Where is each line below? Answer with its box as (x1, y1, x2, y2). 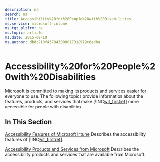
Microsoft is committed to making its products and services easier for (5, 88, 147, 94)
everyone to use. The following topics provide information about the (5, 93, 143, 99)
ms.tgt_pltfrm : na (5, 26, 43, 31)
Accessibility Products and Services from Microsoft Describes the (5, 146, 139, 152)
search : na (5, 12, 28, 17)
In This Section (5, 118, 52, 126)
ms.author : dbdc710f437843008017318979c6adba (5, 40, 100, 45)
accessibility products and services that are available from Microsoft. (5, 151, 146, 157)
